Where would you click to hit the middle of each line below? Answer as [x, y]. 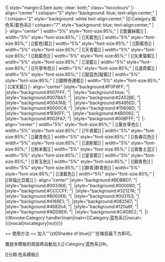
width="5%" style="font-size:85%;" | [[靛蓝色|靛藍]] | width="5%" [73, 74]
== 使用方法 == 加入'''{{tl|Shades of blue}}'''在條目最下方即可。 [70, 233]
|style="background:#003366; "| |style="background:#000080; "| [73, 186]
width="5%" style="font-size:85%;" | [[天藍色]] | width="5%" [67, 37]
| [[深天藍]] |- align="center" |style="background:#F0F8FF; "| [67, 87]
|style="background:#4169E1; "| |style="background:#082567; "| [72, 201]
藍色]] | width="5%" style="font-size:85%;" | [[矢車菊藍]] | [98, 56]
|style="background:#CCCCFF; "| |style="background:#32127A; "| [73, 191]
